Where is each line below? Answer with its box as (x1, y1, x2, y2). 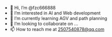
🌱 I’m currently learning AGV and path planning (10, 15, 107, 21)
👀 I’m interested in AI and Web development (10, 10, 101, 16)
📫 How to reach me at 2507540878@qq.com (10, 26, 104, 32)
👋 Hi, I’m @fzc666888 (10, 5, 56, 10)
